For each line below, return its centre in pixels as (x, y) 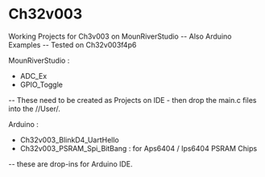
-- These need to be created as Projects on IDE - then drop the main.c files (132, 100)
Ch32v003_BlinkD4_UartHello (69, 140)
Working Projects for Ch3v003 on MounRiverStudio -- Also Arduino (120, 36)
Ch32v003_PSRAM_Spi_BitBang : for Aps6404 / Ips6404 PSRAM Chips (139, 148)
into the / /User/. (34, 109)
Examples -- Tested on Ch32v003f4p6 (72, 44)
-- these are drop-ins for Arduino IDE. (70, 164)
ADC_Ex (33, 76)
